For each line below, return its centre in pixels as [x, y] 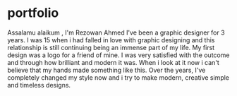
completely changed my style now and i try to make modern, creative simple [119, 77]
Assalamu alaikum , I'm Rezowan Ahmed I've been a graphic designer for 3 [116, 32]
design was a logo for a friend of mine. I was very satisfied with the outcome [119, 55]
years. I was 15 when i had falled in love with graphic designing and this [111, 40]
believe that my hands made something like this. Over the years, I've [107, 70]
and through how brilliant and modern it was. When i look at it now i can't [114, 62]
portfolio [33, 13]
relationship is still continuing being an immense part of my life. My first [111, 47]
